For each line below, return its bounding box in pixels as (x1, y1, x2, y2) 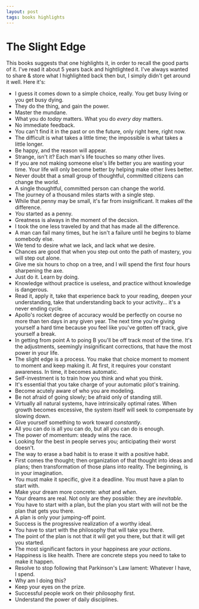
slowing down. (14, 413, 50, 420)
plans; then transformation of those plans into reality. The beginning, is (14, 463, 188, 470)
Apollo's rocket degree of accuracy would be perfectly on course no (14, 311, 182, 318)
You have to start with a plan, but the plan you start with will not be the (14, 501, 188, 508)
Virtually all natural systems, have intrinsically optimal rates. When (14, 400, 177, 407)
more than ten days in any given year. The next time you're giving (14, 318, 175, 325)
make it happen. (14, 558, 55, 566)
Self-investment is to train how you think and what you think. (14, 374, 163, 382)
